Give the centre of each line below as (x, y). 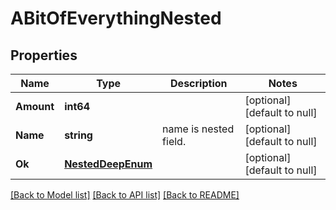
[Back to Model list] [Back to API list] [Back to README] (125, 195)
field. (174, 141)
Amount (35, 106)
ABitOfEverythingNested (116, 18)
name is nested (198, 129)
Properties (44, 55)
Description (199, 83)
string (78, 135)
